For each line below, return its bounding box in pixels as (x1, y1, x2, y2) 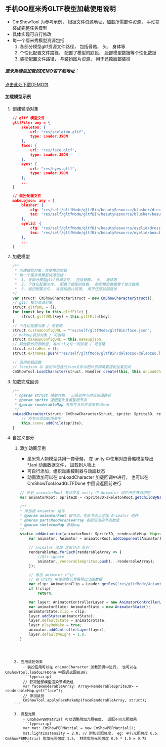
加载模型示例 (5, 93, 31, 100)
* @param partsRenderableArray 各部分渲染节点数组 (19, 517, 120, 523)
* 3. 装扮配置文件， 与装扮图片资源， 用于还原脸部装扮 (14, 286, 117, 291)
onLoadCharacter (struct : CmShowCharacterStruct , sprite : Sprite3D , (12, 411, 155, 417)
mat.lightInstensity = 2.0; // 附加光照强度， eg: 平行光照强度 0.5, (23, 731, 160, 736)
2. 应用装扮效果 (14, 659, 43, 664)
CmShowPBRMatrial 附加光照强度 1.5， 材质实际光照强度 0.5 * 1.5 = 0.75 (5, 736, 147, 741)
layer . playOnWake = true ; (29, 623, 83, 628)
